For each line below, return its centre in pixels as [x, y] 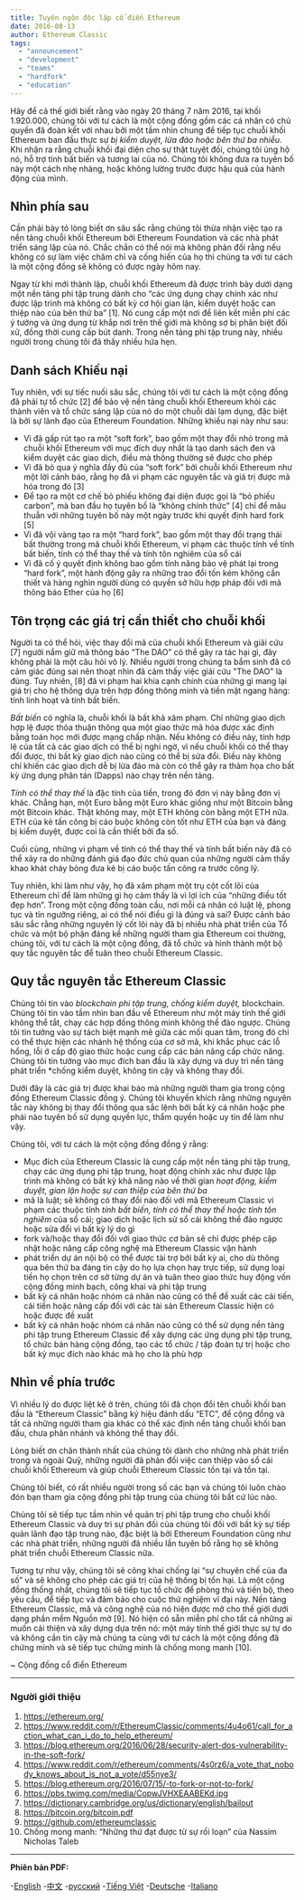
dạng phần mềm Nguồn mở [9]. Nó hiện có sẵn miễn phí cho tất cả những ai [151, 1618]
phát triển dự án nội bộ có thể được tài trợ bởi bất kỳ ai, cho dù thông [151, 1258]
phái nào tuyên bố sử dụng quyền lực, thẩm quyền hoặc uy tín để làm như [147, 1116]
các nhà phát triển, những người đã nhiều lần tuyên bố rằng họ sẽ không [144, 1543]
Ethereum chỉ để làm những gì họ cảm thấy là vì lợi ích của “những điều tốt [148, 896]
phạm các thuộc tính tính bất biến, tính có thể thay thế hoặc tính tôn [150, 1210]
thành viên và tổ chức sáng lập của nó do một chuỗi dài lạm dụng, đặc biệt [149, 412]
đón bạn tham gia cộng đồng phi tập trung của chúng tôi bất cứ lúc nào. [144, 1496]
